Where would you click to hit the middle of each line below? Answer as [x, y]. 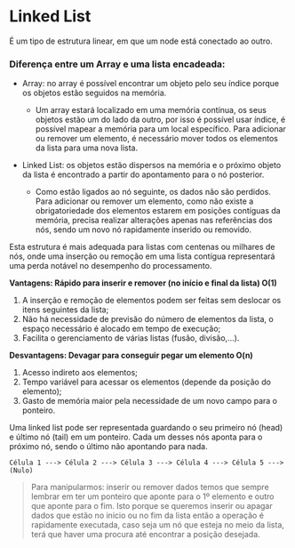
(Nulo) [21, 471]
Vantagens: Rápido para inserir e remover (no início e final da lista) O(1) [143, 283]
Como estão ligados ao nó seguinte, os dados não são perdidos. [153, 192]
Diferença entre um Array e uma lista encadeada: [117, 64]
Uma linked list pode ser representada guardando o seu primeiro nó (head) [146, 428]
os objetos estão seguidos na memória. [94, 93]
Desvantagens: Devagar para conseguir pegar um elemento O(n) [131, 355]
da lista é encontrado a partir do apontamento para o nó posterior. [143, 174]
